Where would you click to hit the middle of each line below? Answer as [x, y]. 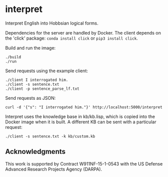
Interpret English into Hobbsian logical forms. [52, 23]
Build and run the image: [31, 48]
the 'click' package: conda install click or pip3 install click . [71, 38]
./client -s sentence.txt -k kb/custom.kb [50, 136]
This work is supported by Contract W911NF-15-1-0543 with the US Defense [84, 163]
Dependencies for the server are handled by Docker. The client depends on [83, 33]
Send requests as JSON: [31, 98]
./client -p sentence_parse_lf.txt [42, 89]
